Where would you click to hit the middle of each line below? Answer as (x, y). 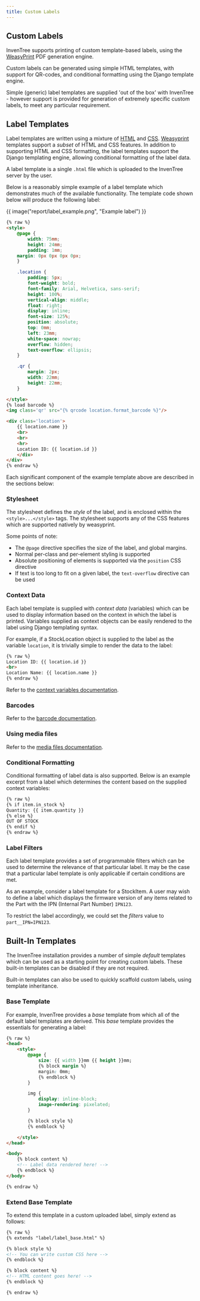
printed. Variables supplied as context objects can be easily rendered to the (99, 621)
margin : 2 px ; (44, 372)
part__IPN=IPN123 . (28, 922)
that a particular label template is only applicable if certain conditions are (96, 873)
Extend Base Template (39, 1202)
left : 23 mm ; (43, 333)
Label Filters (24, 848)
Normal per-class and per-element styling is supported (82, 554)
